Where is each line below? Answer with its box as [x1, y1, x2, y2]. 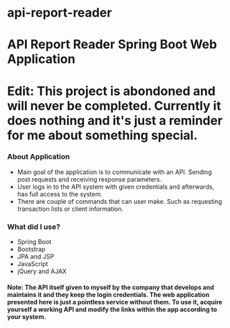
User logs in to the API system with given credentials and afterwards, [17, 182, 215, 191]
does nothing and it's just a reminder [7, 112, 223, 128]
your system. [7, 312, 46, 320]
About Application [7, 152, 71, 162]
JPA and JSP [17, 252, 54, 261]
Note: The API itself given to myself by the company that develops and [7, 283, 215, 291]
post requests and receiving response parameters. [17, 175, 162, 183]
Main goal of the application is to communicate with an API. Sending [17, 168, 213, 176]
